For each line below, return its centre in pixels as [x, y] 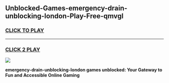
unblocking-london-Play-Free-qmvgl [64, 16]
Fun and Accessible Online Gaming [43, 75]
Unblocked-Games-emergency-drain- [66, 8]
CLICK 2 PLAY [23, 49]
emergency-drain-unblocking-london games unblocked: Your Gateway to [84, 69]
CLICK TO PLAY [25, 31]
